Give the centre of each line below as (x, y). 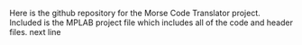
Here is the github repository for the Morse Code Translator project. (135, 13)
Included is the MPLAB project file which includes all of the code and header (151, 22)
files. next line (35, 32)
